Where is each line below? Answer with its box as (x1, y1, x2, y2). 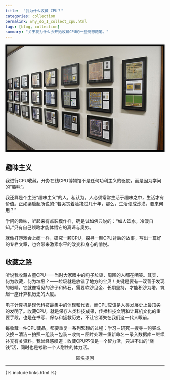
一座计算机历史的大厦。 (9, 291, 59, 297)
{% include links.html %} (5, 369, 57, 375)
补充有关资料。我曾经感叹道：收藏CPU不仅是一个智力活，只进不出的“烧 (5, 337, 154, 344)
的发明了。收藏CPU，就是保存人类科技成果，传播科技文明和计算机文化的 (5, 308, 157, 314)
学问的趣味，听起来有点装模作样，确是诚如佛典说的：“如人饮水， (5, 218, 141, 224)
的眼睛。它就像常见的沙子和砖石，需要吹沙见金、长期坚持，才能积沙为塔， (5, 284, 160, 290)
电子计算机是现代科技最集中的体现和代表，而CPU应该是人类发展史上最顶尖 (5, 302, 161, 308)
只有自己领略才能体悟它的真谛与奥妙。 (14, 224, 94, 230)
